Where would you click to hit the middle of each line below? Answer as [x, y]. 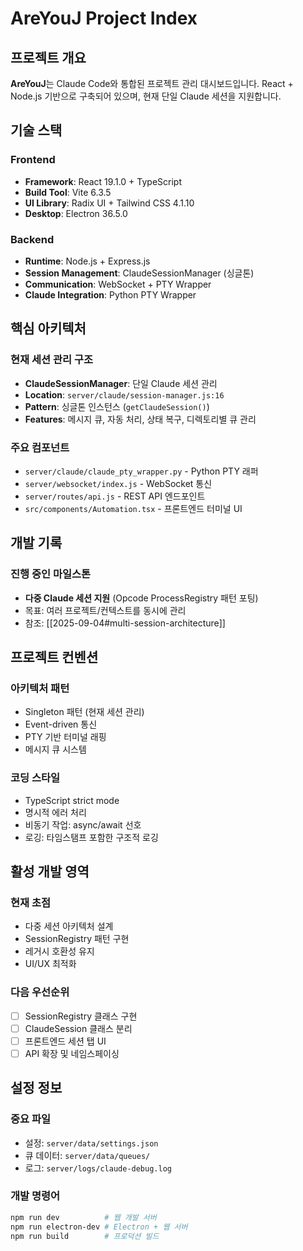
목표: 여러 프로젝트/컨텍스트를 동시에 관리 [105, 610]
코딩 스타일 [35, 778]
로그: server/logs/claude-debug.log [98, 1168]
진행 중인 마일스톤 [51, 574]
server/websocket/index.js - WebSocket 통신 [118, 483]
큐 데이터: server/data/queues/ [87, 1155]
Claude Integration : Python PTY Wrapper [110, 294]
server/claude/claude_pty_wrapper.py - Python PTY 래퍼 [141, 471]
